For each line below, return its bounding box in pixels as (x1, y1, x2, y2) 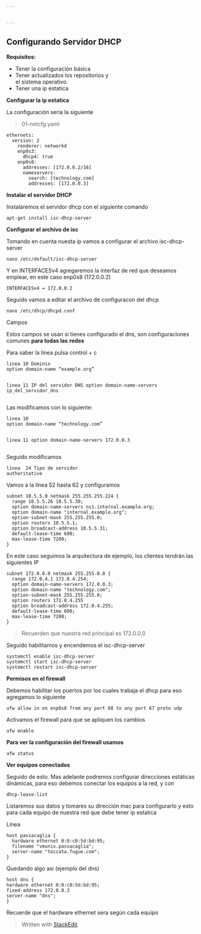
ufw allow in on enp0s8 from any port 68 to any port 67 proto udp (6, 705, 183, 711)
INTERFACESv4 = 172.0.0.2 (6, 285, 72, 291)
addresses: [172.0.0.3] (28, 180, 89, 187)
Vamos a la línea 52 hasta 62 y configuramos (6, 481, 120, 488)
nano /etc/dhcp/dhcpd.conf (6, 307, 75, 314)
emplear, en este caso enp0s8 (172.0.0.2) (6, 273, 112, 280)
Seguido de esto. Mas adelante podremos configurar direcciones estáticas (6, 773, 195, 780)
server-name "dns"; (6, 892, 56, 899)
